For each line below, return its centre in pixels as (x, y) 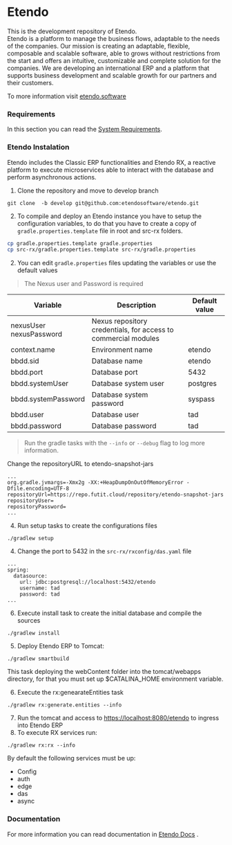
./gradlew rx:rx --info (41, 745)
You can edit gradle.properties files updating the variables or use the (116, 263)
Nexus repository (119, 321)
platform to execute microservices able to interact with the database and (110, 170)
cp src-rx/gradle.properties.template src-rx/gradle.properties (101, 250)
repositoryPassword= (37, 507)
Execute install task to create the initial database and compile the (109, 613)
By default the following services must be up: (71, 758)
